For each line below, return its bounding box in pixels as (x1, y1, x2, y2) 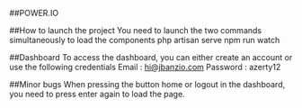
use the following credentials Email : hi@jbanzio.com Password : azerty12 (9, 62, 281, 72)
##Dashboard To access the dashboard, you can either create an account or (9, 52, 293, 62)
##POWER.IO (9, 8, 59, 18)
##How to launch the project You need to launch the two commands (9, 25, 262, 35)
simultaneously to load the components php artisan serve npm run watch (9, 35, 280, 45)
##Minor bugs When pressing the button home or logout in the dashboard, (9, 79, 286, 89)
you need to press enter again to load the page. (9, 89, 186, 99)
